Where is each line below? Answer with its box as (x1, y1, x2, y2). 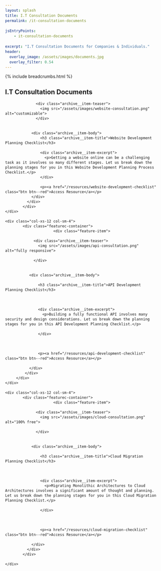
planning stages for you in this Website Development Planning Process (5, 165, 154, 170)
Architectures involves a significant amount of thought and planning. (5, 488, 154, 493)
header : (5, 49, 21, 54)
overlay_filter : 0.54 (9, 59, 54, 65)
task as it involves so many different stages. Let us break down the (5, 160, 152, 165)
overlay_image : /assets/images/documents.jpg (9, 54, 104, 59)
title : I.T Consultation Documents (5, 13, 78, 18)
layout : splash (5, 8, 36, 13)
